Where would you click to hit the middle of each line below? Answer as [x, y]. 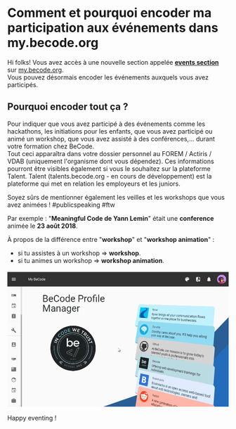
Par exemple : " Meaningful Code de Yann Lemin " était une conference [111, 218]
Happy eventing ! [32, 418]
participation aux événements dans [113, 28]
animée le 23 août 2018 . [43, 226]
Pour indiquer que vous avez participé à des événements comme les [106, 124]
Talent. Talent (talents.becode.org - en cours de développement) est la [110, 176]
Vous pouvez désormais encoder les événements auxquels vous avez [108, 77]
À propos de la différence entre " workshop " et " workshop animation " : [111, 239]
